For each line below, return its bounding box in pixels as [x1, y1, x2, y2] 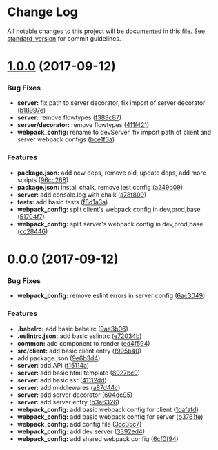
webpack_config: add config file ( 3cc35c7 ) [17, 420, 142, 428]
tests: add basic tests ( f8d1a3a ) [17, 197, 108, 206]
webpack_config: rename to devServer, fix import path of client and [17, 128, 212, 137]
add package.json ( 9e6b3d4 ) [17, 353, 101, 362]
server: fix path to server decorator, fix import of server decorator [17, 99, 206, 107]
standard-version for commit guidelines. [7, 34, 121, 42]
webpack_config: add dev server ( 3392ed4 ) [17, 427, 145, 436]
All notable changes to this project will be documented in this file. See [7, 27, 206, 35]
